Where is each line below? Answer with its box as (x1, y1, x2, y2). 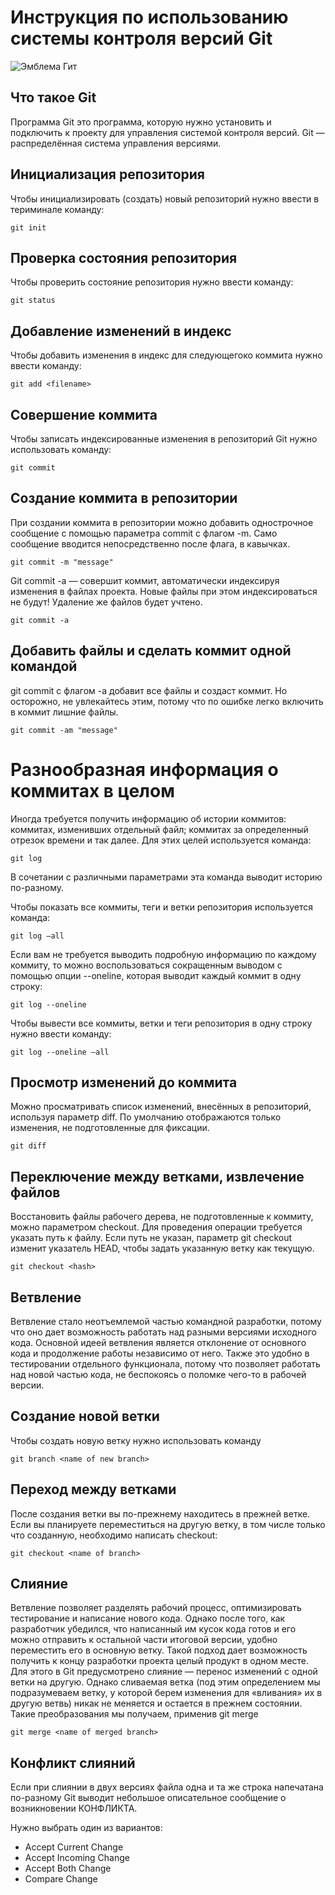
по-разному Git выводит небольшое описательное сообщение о (10, 1792, 287, 1804)
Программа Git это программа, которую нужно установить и (10, 116, 272, 128)
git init (10, 222, 47, 233)
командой (10, 658, 78, 675)
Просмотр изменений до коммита (10, 1074, 238, 1091)
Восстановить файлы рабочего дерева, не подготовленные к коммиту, (10, 1211, 314, 1223)
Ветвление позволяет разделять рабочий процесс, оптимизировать (10, 1602, 302, 1614)
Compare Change (24, 1873, 98, 1885)
